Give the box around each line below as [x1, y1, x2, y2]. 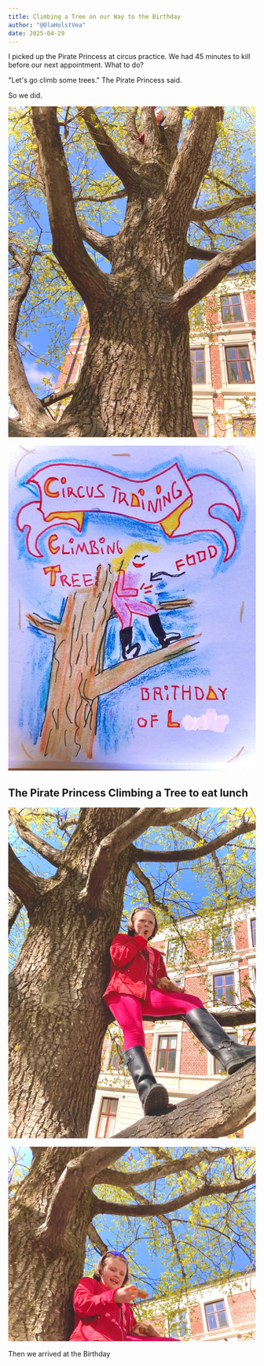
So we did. [8, 91, 43, 100]
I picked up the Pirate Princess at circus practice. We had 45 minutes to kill [8, 52, 251, 61]
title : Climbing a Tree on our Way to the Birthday [8, 13, 181, 20]
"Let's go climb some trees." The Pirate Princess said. [8, 76, 182, 85]
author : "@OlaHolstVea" [8, 20, 86, 29]
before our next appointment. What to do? [8, 60, 144, 70]
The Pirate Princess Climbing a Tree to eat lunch [8, 786, 249, 800]
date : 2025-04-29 [8, 29, 65, 37]
